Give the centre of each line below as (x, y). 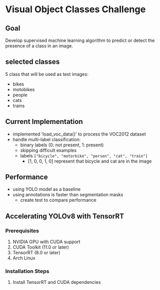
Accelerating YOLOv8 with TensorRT (65, 216)
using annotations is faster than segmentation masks (68, 195)
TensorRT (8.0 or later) (37, 253)
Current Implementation (44, 122)
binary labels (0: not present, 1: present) (62, 145)
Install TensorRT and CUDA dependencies (57, 282)
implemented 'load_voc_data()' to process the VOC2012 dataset (79, 134)
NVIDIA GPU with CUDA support (46, 242)
